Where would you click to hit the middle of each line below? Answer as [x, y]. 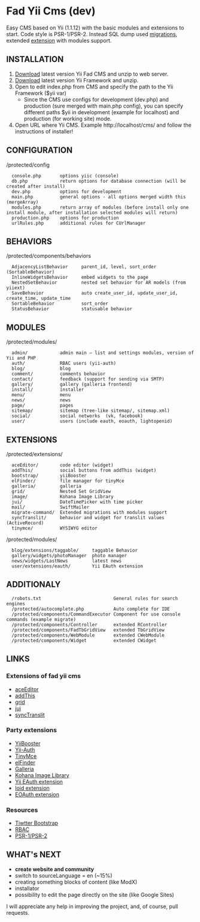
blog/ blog [41, 369]
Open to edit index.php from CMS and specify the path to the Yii [94, 87]
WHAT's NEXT [34, 855]
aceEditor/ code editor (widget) [63, 465]
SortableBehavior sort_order [60, 304]
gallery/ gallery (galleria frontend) [72, 385]
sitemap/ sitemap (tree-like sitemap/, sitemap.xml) [91, 411]
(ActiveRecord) [25, 523]
